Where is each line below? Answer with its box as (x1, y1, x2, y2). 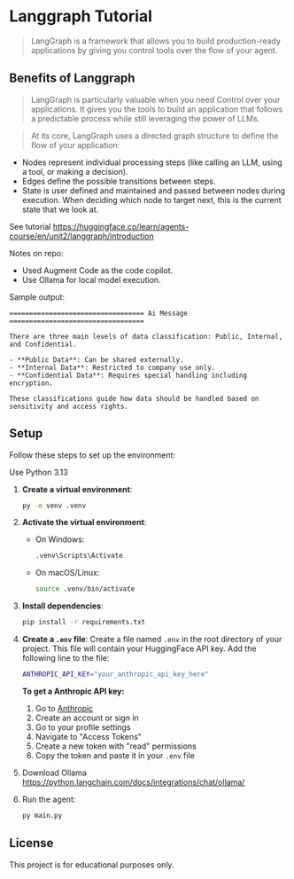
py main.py (21, 811, 63, 820)
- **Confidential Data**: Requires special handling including (9, 371, 248, 380)
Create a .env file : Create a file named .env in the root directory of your (21, 634, 282, 645)
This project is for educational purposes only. (9, 859, 174, 870)
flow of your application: (30, 139, 120, 150)
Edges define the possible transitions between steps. (21, 176, 216, 186)
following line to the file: (21, 653, 110, 663)
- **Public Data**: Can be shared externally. (9, 355, 184, 365)
